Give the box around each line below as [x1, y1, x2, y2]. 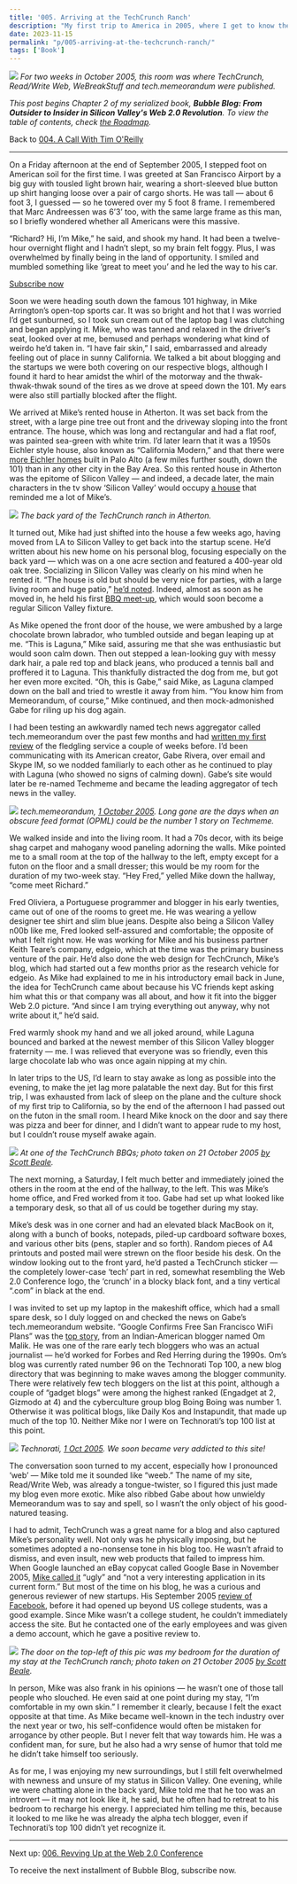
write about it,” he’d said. [9, 1010, 100, 1020]
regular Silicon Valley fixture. [9, 603, 114, 614]
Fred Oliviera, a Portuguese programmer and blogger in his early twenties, [9, 897, 280, 908]
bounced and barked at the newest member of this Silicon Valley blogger [9, 1036, 275, 1047]
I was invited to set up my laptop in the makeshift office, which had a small [9, 1302, 280, 1313]
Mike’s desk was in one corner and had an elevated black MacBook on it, [9, 1220, 275, 1231]
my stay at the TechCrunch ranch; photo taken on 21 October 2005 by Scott [9, 1656, 286, 1667]
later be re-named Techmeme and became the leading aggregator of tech [9, 778, 278, 789]
